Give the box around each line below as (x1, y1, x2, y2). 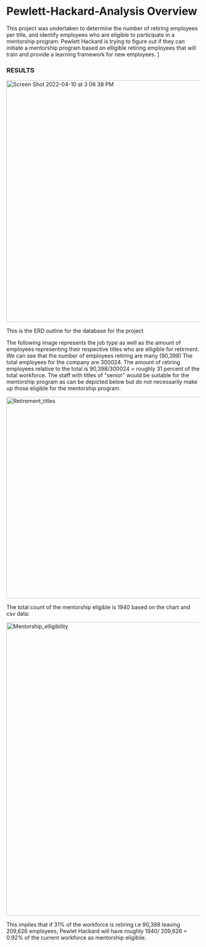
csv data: (6, 610, 30, 618)
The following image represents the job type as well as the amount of (6, 339, 181, 347)
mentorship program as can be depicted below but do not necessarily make (6, 378, 198, 386)
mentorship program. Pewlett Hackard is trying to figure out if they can (6, 37, 185, 45)
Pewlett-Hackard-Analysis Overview (6, 4, 197, 18)
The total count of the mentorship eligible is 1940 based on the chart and (6, 604, 191, 611)
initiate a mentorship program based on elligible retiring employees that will (6, 44, 196, 52)
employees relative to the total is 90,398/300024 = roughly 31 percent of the (6, 365, 200, 372)
